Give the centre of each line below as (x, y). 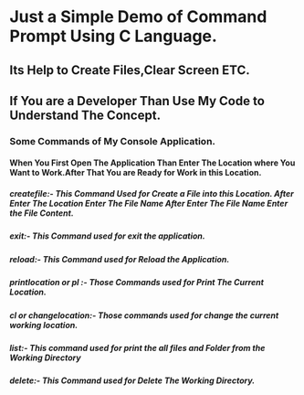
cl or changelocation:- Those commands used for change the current (144, 315)
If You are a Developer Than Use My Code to (137, 101)
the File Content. (42, 213)
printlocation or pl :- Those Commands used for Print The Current (137, 283)
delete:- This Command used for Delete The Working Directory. (132, 380)
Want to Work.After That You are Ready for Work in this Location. (136, 173)
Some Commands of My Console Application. (113, 141)
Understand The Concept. (85, 115)
